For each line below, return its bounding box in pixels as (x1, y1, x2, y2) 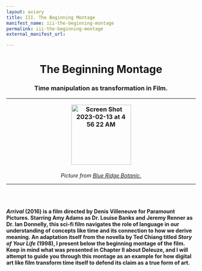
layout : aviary (6, 8, 44, 15)
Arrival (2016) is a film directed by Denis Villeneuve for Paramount (6, 208, 176, 215)
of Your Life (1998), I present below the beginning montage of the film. (6, 240, 185, 247)
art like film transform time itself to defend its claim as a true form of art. (6, 259, 191, 266)
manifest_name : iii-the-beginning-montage (6, 20, 114, 26)
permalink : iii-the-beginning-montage (6, 25, 103, 32)
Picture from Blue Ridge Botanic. (61, 171, 141, 179)
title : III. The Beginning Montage (6, 14, 96, 21)
